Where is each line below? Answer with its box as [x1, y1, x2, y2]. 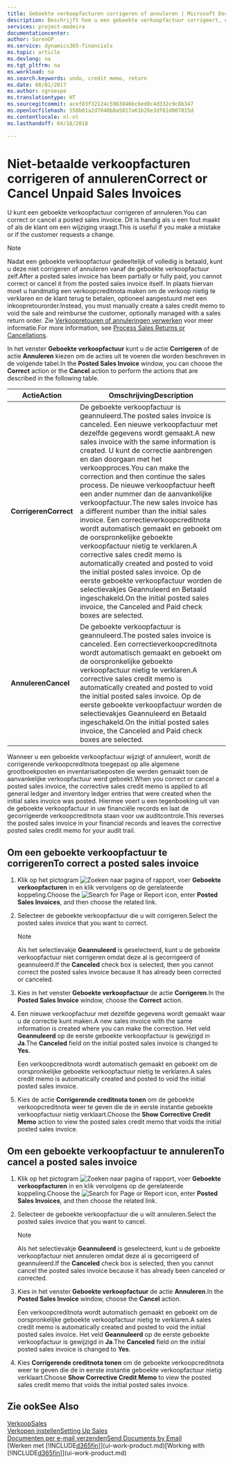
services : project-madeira [7, 23, 85, 30]
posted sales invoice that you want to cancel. [17, 1217, 147, 1226]
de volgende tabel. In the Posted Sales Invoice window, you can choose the [7, 359, 223, 368]
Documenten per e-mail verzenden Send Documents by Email [7, 1433, 182, 1442]
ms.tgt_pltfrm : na [7, 62, 60, 69]
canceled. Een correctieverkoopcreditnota [79, 640, 217, 649]
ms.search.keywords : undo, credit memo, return [7, 74, 148, 82]
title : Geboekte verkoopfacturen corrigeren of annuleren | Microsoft [7, 10, 216, 17]
